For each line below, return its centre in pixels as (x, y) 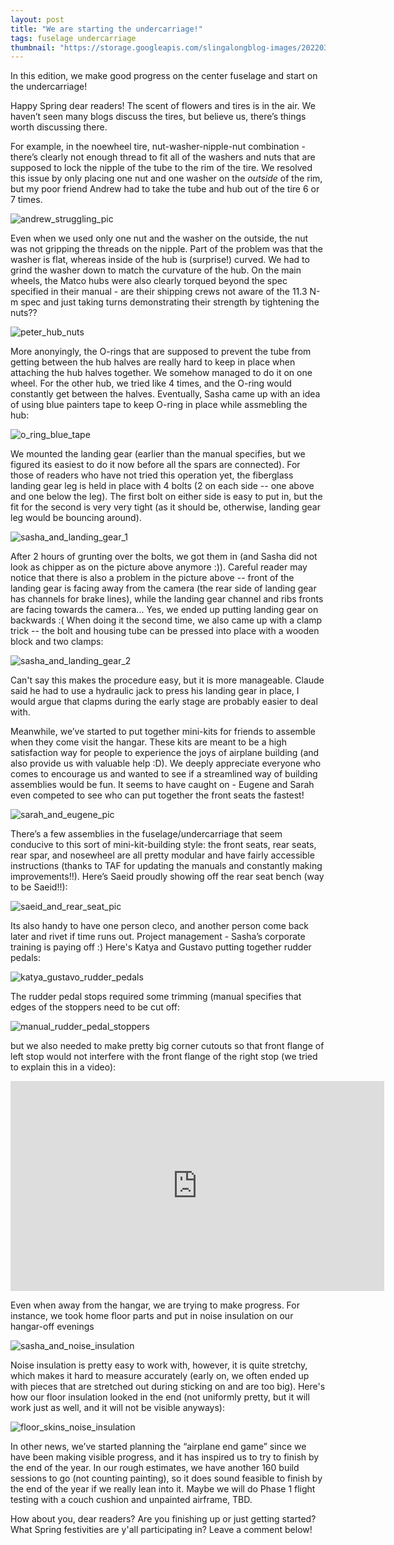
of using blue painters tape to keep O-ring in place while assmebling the (159, 405)
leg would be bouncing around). (76, 518)
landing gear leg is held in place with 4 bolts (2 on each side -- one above (162, 486)
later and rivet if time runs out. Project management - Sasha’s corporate (158, 937)
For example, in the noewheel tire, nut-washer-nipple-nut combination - (158, 147)
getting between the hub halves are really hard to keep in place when (153, 362)
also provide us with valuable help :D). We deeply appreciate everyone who (166, 763)
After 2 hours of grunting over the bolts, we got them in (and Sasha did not (164, 557)
